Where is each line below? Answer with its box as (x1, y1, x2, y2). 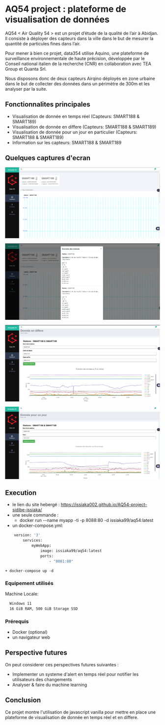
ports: (40, 553, 54, 558)
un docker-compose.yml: (12, 522, 63, 528)
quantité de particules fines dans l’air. (5, 40, 81, 46)
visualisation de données (5, 14, 110, 25)
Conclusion (5, 696, 41, 704)
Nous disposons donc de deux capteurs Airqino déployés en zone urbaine (5, 75, 156, 81)
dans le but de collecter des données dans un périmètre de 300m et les (5, 80, 150, 87)
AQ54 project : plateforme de (5, 3, 127, 15)
